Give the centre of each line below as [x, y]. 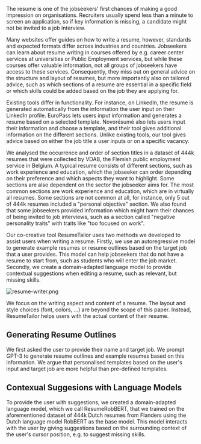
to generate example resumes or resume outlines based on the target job [97, 248]
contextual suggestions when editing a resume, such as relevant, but [91, 273]
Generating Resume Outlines [61, 335]
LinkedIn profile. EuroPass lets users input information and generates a [94, 115]
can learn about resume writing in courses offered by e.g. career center [95, 52]
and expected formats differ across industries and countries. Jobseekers [97, 46]
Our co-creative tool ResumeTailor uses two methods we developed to [94, 235]
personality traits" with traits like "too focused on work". [76, 223]
